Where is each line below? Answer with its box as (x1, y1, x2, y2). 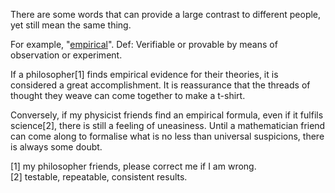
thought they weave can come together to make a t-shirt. (10, 90, 246, 101)
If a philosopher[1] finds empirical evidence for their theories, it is (10, 69, 279, 80)
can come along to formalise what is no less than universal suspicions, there (10, 130, 325, 142)
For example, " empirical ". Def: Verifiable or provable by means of (10, 39, 278, 50)
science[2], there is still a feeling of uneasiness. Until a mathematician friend (10, 120, 326, 131)
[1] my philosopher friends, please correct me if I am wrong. (10, 160, 257, 172)
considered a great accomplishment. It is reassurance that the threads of (10, 79, 311, 91)
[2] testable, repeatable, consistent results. (10, 171, 188, 183)
